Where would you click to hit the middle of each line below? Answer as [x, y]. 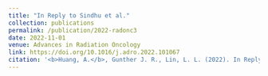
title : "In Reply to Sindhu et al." [69, 15]
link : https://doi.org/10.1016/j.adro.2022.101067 [94, 52]
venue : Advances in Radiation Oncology [75, 45]
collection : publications [51, 23]
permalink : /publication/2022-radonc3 [73, 30]
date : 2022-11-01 [37, 38]
